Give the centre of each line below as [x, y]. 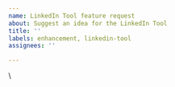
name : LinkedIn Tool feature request [72, 16]
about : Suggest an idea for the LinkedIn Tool [88, 23]
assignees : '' [32, 46]
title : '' [25, 31]
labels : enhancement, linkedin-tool [70, 38]
